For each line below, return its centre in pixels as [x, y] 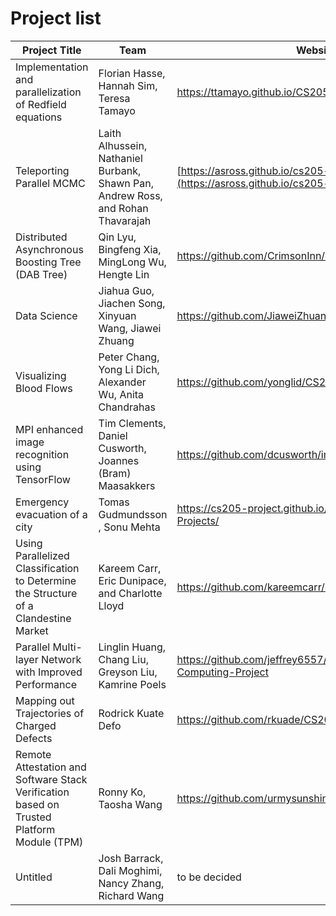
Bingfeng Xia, [130, 249]
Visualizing [41, 375]
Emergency [42, 502]
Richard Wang [131, 895]
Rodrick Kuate [131, 713]
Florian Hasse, [132, 73]
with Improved [49, 672]
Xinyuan [117, 315]
